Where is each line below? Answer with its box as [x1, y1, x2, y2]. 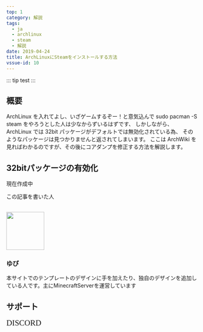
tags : [6, 20, 20, 26]
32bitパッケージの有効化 [6, 162, 98, 173]
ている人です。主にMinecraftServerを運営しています [6, 282, 136, 289]
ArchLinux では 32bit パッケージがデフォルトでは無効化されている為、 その [6, 128, 194, 136]
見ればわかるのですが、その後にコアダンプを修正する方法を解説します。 [6, 144, 186, 151]
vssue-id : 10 [6, 60, 39, 66]
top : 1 [6, 9, 23, 15]
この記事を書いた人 [6, 193, 55, 201]
